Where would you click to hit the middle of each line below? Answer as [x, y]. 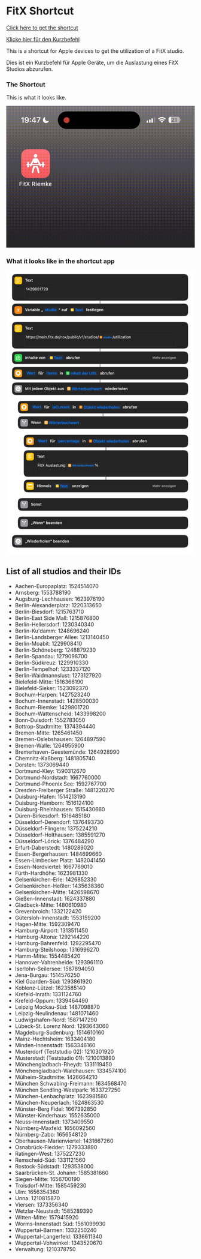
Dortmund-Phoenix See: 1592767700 [60, 784]
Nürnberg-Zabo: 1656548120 [51, 1134]
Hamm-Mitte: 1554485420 [48, 956]
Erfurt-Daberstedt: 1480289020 [54, 847]
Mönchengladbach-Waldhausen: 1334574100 [71, 1071]
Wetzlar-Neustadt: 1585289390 [54, 1211]
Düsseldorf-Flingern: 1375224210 [56, 828]
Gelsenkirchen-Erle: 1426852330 [56, 879]
